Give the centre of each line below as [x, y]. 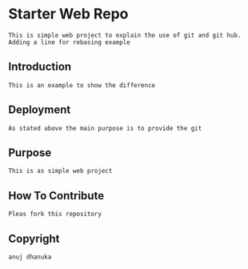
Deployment [40, 110]
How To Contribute [56, 196]
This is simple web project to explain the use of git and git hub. [125, 35]
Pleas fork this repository [55, 214]
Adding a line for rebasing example [69, 42]
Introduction [40, 67]
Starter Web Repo [68, 14]
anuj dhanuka [30, 257]
